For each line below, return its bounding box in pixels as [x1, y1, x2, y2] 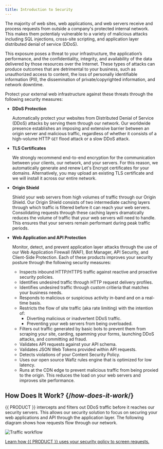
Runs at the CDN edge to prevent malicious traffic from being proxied [19, 367, 159, 373]
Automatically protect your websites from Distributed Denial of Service [12, 115, 154, 121]
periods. [12, 225, 29, 231]
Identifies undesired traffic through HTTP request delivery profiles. [19, 279, 153, 285]
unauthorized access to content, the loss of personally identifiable [5, 71, 138, 77]
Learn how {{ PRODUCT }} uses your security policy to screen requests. [5, 439, 150, 445]
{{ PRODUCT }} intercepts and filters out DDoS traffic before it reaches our [5, 404, 155, 410]
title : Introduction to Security [5, 7, 73, 12]
